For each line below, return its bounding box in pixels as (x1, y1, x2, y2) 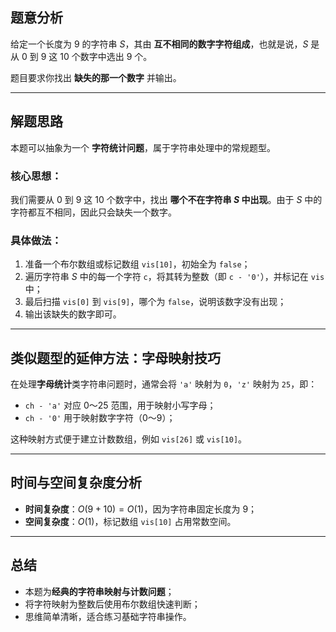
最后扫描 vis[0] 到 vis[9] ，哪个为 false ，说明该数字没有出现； (24, 296, 287, 308)
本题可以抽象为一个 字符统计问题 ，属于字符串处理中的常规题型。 (10, 141, 276, 153)
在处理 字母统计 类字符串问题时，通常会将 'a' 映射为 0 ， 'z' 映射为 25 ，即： (10, 378, 318, 390)
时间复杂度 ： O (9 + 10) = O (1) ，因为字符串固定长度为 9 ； (24, 503, 258, 515)
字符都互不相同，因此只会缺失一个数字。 (10, 206, 177, 218)
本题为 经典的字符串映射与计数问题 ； (24, 585, 175, 597)
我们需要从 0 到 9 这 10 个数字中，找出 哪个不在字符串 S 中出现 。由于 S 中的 (10, 193, 323, 205)
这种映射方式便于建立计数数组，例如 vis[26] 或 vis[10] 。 (10, 433, 248, 445)
